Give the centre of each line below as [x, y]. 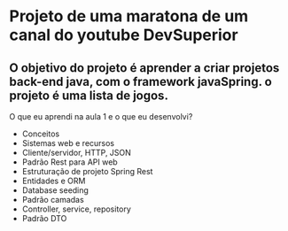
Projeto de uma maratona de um [129, 16]
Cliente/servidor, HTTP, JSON [76, 153]
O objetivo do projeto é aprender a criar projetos [144, 68]
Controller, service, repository [76, 209]
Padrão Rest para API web [70, 162]
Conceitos [41, 134]
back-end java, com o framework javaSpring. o [140, 81]
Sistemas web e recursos [68, 143]
